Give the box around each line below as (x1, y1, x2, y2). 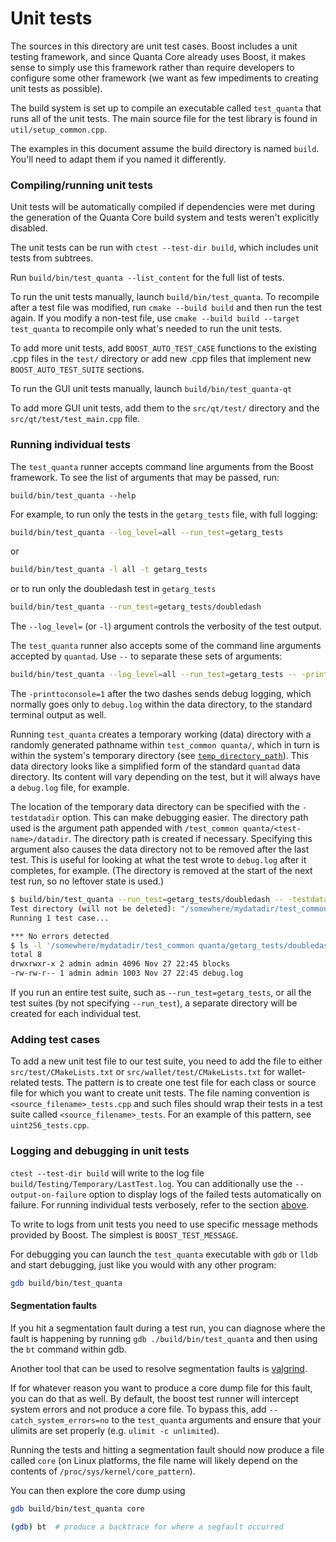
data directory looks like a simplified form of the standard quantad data (10, 760, 301, 772)
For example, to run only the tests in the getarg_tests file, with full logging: (10, 508, 318, 520)
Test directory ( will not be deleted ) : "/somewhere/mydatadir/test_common (10, 903, 329, 914)
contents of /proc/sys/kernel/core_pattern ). (10, 1465, 196, 1477)
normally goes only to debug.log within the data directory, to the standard (10, 698, 313, 711)
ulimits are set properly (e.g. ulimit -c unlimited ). (10, 1424, 220, 1436)
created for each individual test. (10, 1008, 142, 1020)
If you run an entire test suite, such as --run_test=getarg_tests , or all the (10, 987, 312, 999)
